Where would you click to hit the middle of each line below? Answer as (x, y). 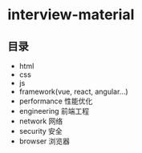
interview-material (71, 15)
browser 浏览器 (44, 141)
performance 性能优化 (56, 101)
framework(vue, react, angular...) (74, 91)
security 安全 (41, 131)
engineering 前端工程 (54, 111)
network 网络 (41, 121)
